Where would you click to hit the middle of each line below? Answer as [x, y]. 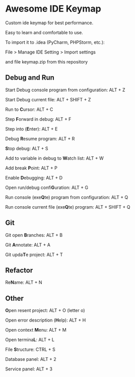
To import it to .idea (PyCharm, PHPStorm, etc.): [55, 42]
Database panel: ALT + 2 [31, 359]
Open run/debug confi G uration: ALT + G [47, 187]
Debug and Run [30, 78]
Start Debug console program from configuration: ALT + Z [65, 90]
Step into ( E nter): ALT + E [31, 129]
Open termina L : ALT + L [30, 340]
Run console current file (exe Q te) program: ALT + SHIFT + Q [68, 207]
